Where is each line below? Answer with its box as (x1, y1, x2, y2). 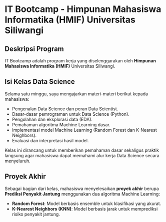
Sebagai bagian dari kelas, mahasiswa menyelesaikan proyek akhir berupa (4, 186, 159, 192)
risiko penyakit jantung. (11, 211, 60, 217)
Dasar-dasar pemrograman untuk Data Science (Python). (11, 111, 129, 117)
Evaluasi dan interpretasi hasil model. (11, 137, 89, 143)
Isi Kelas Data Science (4, 77, 75, 86)
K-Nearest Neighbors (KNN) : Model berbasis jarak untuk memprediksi (11, 206, 158, 212)
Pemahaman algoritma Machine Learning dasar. (11, 121, 110, 128)
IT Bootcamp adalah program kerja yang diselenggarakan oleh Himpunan (4, 58, 156, 63)
